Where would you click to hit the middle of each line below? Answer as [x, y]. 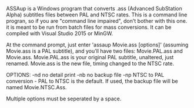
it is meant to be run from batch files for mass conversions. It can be [89, 27]
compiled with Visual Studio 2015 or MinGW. [60, 33]
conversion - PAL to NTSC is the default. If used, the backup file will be [92, 81]
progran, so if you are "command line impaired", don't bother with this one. [97, 21]
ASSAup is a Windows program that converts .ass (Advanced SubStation [94, 9]
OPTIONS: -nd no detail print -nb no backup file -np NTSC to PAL [85, 75]
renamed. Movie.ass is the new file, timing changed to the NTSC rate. [90, 63]
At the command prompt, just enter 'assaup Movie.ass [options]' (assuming [97, 45]
